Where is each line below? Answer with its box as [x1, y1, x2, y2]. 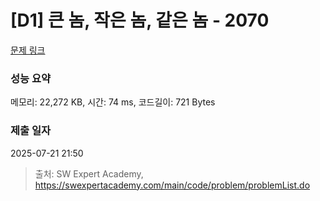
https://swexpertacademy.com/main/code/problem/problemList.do [34, 179, 311, 191]
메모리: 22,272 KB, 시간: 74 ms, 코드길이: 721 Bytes [10, 96, 216, 108]
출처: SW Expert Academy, [34, 167, 144, 180]
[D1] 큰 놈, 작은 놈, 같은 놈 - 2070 [10, 9, 270, 32]
